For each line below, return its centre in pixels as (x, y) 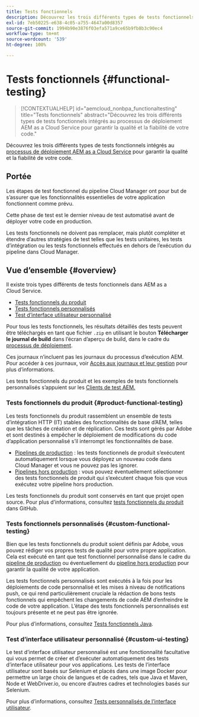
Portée (19, 177)
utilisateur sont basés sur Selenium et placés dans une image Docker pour (97, 671)
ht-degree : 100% (26, 45)
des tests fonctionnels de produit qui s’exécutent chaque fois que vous (101, 478)
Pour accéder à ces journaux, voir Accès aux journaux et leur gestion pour (97, 364)
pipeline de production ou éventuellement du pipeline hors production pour (98, 563)
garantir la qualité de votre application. (53, 569)
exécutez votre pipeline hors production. (64, 484)
